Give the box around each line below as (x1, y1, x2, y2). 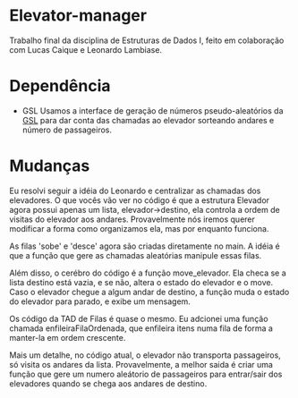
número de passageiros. (21, 124, 113, 135)
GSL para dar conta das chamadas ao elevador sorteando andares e (21, 114, 275, 125)
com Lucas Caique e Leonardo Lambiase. (9, 44, 163, 55)
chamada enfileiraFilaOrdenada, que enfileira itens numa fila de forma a (9, 323, 273, 334)
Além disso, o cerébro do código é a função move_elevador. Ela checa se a (9, 267, 286, 278)
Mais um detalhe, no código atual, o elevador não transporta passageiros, (9, 350, 282, 360)
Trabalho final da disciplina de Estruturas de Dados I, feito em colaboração (9, 35, 285, 46)
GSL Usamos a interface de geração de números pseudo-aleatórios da (21, 105, 284, 116)
